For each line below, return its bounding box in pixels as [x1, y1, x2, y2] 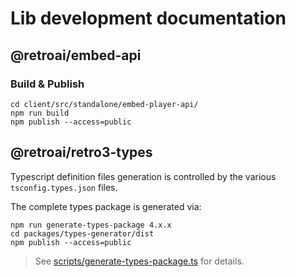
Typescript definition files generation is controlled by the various [10, 170, 277, 182]
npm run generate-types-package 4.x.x [10, 220, 172, 230]
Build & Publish [10, 77, 85, 91]
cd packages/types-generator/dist [10, 228, 155, 239]
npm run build [10, 108, 70, 118]
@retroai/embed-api [10, 47, 142, 64]
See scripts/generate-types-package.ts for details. [34, 255, 245, 267]
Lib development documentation [10, 7, 287, 30]
